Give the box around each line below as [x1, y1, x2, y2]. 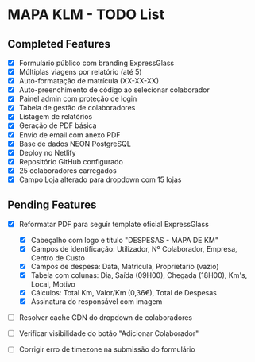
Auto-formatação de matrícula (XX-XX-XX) [18, 76, 160, 86]
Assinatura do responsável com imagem [30, 297, 163, 306]
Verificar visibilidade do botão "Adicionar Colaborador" [18, 329, 199, 338]
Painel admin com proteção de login [18, 94, 137, 104]
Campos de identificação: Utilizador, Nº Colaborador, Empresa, [30, 244, 238, 253]
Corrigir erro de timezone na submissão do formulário [18, 345, 195, 354]
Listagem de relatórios [18, 112, 93, 121]
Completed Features [7, 37, 110, 51]
